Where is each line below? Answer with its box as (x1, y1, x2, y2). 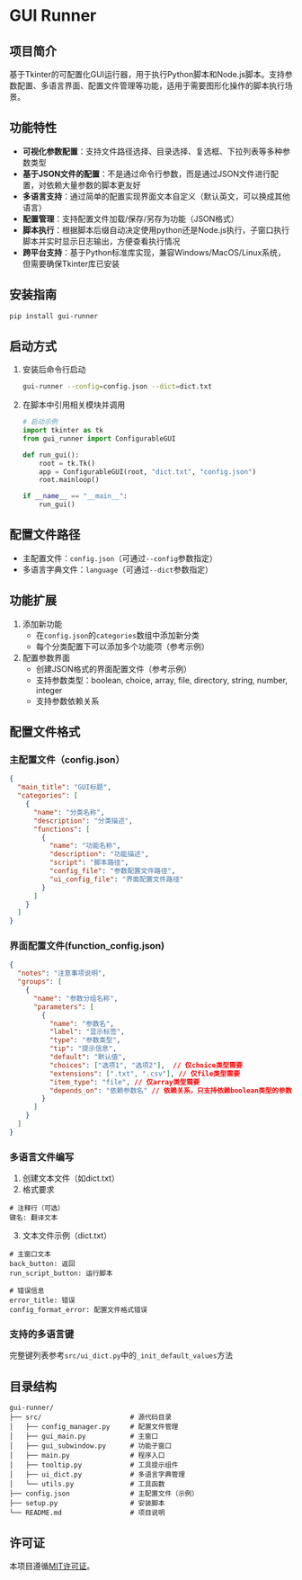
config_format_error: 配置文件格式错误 (9, 1306, 148, 1315)
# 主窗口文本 (9, 1250, 51, 1259)
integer (35, 684, 63, 695)
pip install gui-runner (9, 311, 99, 320)
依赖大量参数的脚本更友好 (46, 179, 141, 190)
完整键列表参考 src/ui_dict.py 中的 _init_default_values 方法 (9, 1350, 234, 1361)
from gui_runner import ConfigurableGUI (22, 433, 176, 443)
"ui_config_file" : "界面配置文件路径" (49, 874, 184, 884)
